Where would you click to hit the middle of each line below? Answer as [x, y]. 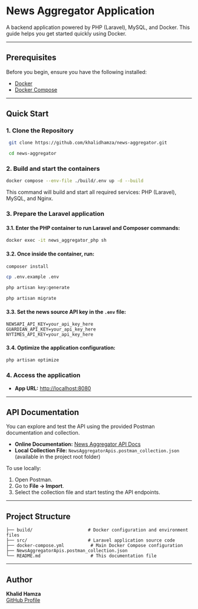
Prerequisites [31, 58]
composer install [27, 266]
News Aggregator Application [80, 11]
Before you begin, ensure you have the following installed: [77, 72]
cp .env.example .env [33, 277]
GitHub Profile [23, 600]
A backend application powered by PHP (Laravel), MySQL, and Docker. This [98, 27]
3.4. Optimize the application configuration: [61, 348]
